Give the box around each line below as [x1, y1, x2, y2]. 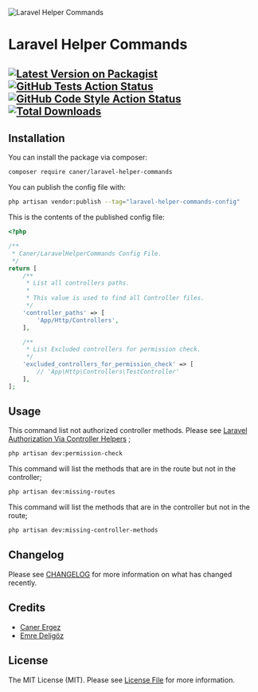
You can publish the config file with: [8, 183, 126, 192]
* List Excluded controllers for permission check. [25, 345, 201, 354]
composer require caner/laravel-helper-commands [8, 168, 173, 176]
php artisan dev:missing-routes [8, 488, 115, 496]
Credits [8, 601, 46, 615]
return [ [8, 264, 37, 273]
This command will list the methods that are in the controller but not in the [8, 502, 251, 512]
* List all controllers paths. [25, 279, 130, 287]
